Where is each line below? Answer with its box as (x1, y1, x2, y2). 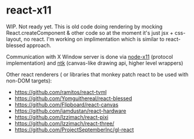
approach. (26, 42, 52, 49)
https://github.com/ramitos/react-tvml (14, 88, 107, 95)
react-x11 (6, 4, 52, 17)
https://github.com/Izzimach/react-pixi (14, 113, 109, 121)
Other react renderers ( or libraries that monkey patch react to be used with (6, 71, 189, 78)
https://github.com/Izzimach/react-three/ (14, 120, 115, 127)
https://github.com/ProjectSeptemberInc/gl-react (14, 126, 134, 133)
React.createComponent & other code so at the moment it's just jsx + (6, 29, 173, 36)
